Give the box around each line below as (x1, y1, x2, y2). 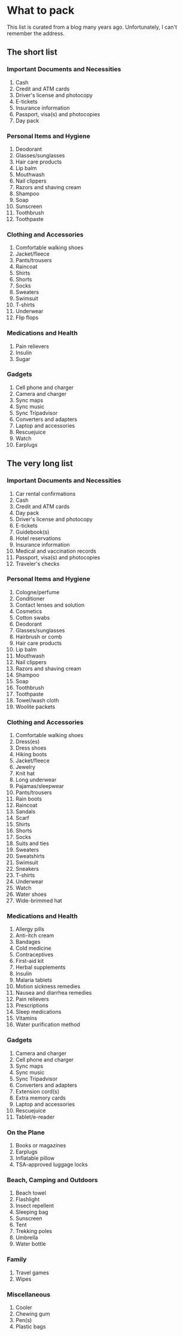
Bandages (15, 938, 41, 946)
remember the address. (7, 29, 65, 37)
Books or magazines (15, 1141, 66, 1149)
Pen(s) (15, 1316, 32, 1323)
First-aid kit (15, 958, 44, 965)
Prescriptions (15, 1002, 48, 1009)
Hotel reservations (15, 534, 62, 542)
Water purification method (15, 1021, 80, 1028)
